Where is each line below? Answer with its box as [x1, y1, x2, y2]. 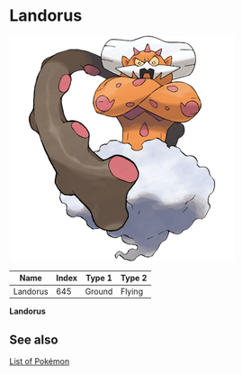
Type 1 [85, 272, 112, 284]
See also [9, 332, 58, 347]
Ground [85, 286, 113, 297]
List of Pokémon [9, 356, 70, 366]
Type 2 [120, 272, 148, 284]
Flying [120, 286, 144, 297]
